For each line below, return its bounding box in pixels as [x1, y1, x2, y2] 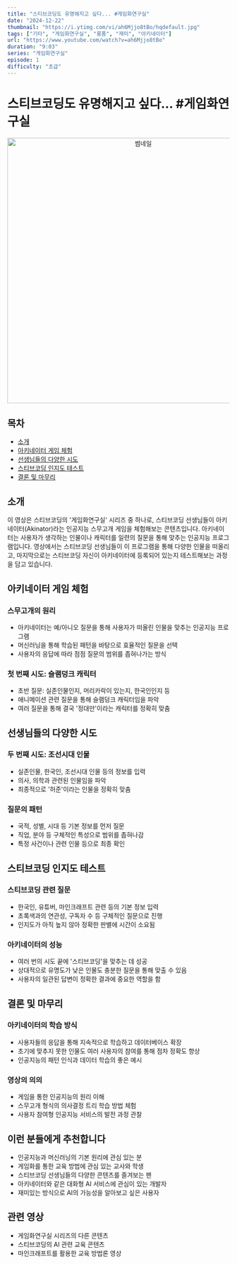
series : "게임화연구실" [7, 50, 68, 57]
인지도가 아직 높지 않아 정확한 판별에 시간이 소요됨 [17, 920, 155, 929]
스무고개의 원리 [7, 606, 56, 616]
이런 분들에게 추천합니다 [7, 1133, 106, 1145]
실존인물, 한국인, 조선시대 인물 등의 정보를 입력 [17, 767, 146, 776]
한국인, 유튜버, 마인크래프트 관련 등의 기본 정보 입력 [17, 902, 159, 911]
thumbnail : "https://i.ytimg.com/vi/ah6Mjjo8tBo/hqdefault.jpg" [7, 23, 200, 30]
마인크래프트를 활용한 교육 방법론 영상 [17, 1248, 122, 1257]
